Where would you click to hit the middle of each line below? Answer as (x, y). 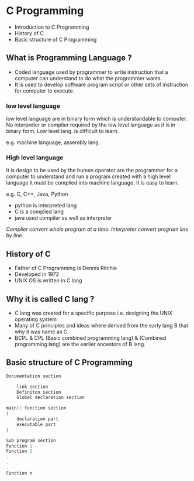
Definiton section (39, 392)
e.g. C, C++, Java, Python (37, 194)
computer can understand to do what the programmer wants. (88, 78)
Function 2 (19, 451)
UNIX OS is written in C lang (48, 281)
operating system (36, 319)
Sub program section (31, 441)
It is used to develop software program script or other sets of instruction (101, 84)
